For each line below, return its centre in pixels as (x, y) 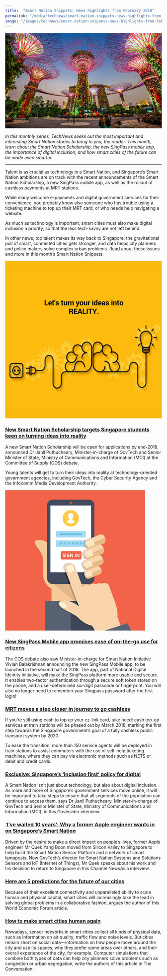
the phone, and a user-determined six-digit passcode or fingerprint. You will (83, 685)
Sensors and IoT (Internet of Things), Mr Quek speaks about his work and (80, 863)
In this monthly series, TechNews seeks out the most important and (74, 136)
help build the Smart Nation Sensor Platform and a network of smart (75, 852)
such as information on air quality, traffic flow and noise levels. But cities (79, 937)
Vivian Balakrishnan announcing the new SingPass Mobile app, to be (75, 664)
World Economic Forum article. (37, 908)
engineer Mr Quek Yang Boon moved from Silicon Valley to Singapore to (79, 847)
